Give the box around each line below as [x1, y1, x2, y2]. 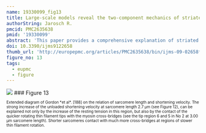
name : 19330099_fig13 [6, 9, 62, 15]
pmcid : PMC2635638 [6, 26, 53, 32]
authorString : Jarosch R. [6, 20, 72, 26]
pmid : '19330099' [6, 32, 51, 38]
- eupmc [12, 66, 32, 72]
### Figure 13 [13, 89, 49, 97]
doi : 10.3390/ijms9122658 [6, 44, 72, 50]
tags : [6, 60, 20, 66]
